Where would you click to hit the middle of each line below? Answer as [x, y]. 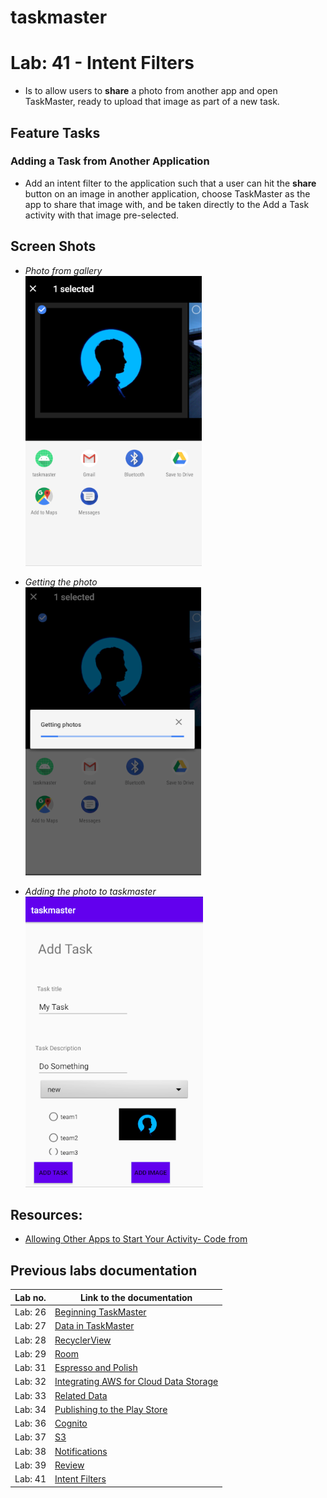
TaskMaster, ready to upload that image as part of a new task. [152, 102]
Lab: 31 [30, 1367]
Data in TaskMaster [94, 1326]
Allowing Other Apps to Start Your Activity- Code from [136, 1239]
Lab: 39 [30, 1465]
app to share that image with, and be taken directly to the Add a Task [167, 204]
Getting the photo [61, 582]
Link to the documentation [136, 1297]
